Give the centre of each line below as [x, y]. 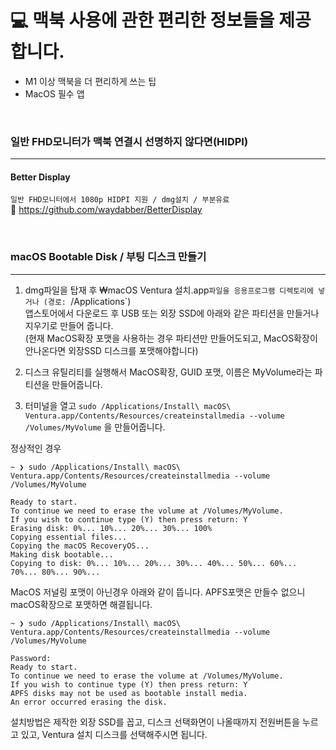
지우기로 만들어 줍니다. [69, 325]
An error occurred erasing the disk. [89, 702]
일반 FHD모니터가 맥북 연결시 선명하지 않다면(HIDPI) [129, 141]
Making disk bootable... [62, 554]
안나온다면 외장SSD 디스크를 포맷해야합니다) [111, 350]
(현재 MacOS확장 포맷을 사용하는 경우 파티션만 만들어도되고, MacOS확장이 [171, 338]
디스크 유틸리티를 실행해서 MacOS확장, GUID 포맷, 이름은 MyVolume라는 [168, 372]
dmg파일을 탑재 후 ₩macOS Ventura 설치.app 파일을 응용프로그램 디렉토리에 [169, 290]
